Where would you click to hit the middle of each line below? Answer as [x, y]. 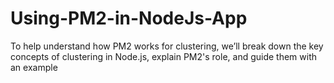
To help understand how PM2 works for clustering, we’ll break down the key [167, 46]
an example [34, 67]
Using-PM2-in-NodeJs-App [129, 18]
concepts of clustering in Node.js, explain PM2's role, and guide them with [164, 56]
